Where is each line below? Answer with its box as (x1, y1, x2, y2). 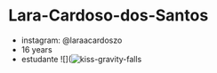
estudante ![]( (20, 53, 72, 64)
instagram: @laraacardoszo (20, 35, 123, 45)
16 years (20, 44, 52, 54)
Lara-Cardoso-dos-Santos (8, 5, 209, 26)
